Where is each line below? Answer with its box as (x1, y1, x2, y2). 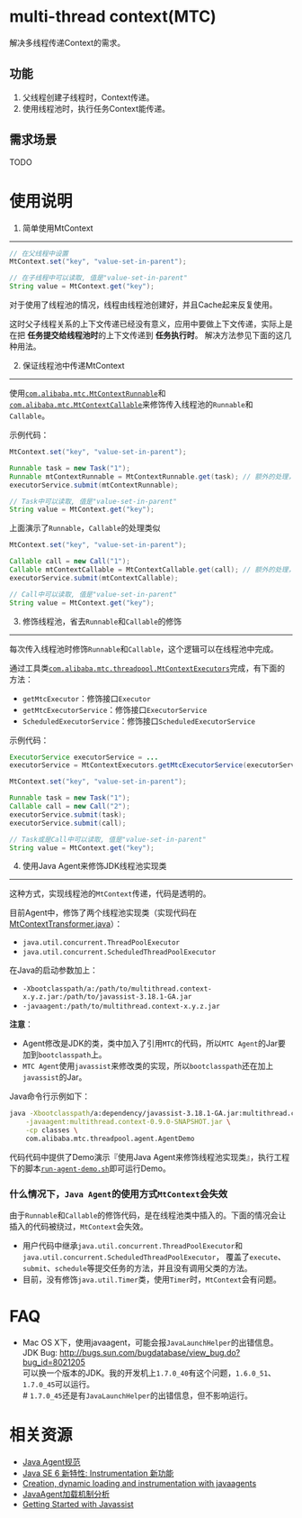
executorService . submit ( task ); (9, 809, 127, 819)
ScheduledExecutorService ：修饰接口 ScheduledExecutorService (22, 715, 256, 727)
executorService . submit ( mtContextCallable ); (9, 573, 179, 582)
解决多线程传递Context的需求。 (9, 37, 126, 48)
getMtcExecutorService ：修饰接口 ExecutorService (22, 704, 208, 715)
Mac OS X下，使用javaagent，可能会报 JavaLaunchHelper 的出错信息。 (22, 1337, 279, 1349)
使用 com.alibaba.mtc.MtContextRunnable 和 (9, 388, 166, 398)
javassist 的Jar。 (22, 1072, 87, 1083)
